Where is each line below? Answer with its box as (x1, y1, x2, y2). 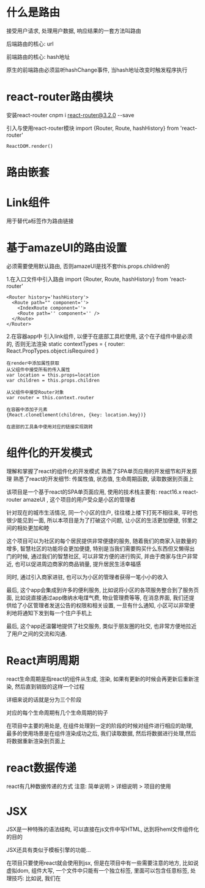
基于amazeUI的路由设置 (6, 241, 127, 255)
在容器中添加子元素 (6, 406, 48, 413)
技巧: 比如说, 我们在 (11, 875, 61, 882)
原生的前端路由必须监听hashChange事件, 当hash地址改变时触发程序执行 (6, 66, 188, 74)
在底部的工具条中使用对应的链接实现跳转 (6, 424, 93, 430)
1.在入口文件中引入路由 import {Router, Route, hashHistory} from (6, 275, 168, 283)
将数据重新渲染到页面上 (6, 737, 65, 744)
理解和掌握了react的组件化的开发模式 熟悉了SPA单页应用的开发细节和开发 (6, 467, 192, 475)
